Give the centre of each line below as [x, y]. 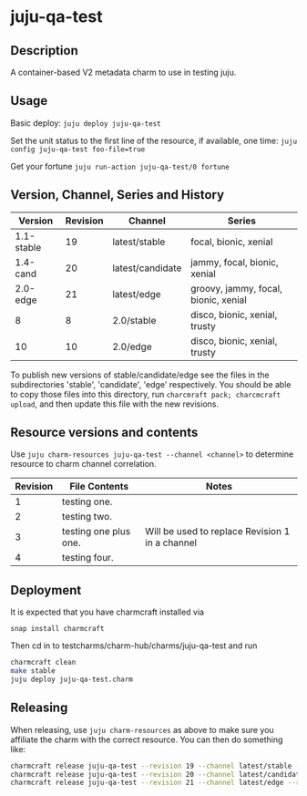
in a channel [171, 543]
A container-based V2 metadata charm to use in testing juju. [123, 72]
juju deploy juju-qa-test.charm [72, 679]
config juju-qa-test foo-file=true [78, 149]
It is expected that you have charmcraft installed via [107, 612]
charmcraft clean [43, 663]
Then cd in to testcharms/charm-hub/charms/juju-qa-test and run [134, 646]
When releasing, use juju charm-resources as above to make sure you [142, 729]
